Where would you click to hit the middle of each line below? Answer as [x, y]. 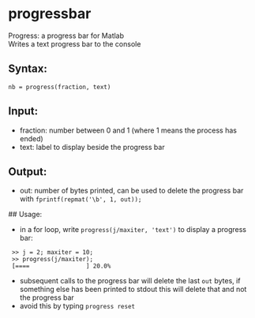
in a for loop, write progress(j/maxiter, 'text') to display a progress [133, 230]
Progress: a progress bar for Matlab [66, 36]
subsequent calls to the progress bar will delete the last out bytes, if [130, 281]
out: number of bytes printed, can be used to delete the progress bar [131, 191]
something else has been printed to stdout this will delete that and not [133, 290]
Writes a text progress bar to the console [75, 43]
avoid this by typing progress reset [77, 306]
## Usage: [25, 215]
